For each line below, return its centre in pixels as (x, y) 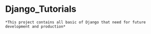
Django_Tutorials (41, 9)
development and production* (35, 26)
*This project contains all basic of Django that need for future (75, 22)
